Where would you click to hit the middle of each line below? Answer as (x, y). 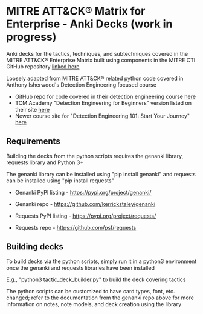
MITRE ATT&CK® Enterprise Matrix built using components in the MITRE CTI (101, 60)
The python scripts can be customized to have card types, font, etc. (91, 291)
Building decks (35, 247)
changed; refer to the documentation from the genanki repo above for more (100, 298)
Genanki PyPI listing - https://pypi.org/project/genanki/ (83, 192)
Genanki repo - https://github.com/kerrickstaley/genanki (85, 204)
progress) (31, 37)
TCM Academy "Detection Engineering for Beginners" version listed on (103, 103)
